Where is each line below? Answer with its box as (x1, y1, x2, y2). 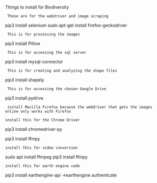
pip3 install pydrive (5, 95, 44, 101)
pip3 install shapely (5, 77, 44, 83)
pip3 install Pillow (5, 40, 41, 46)
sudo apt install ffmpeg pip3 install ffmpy (5, 154, 88, 160)
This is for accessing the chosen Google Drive (7, 86, 106, 91)
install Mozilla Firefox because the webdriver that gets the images (7, 105, 153, 110)
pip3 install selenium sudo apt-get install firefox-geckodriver (5, 22, 128, 28)
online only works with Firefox (5, 109, 71, 114)
